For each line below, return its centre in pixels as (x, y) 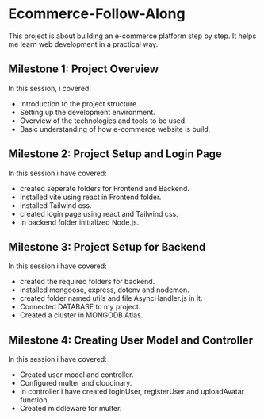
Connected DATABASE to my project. (80, 307)
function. (34, 400)
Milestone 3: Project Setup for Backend (107, 247)
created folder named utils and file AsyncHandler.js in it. (111, 298)
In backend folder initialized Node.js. (79, 222)
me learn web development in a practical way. (83, 44)
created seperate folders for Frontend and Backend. (105, 188)
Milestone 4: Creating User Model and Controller (131, 340)
